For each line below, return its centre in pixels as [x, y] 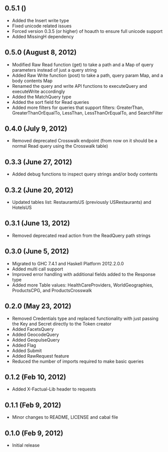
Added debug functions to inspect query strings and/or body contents [85, 174]
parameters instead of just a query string [54, 70]
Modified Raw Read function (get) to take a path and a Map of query [83, 65]
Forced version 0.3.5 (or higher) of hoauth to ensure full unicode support [87, 31]
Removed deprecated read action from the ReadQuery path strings [81, 235]
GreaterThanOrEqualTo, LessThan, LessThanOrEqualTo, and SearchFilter [87, 112]
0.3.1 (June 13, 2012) [37, 223]
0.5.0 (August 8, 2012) [41, 52]
